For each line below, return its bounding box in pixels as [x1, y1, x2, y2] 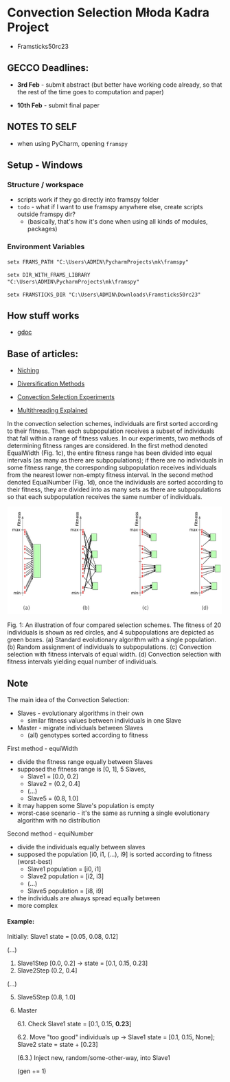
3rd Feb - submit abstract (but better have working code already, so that [16, 81, 222, 89]
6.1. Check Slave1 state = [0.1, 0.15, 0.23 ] [16, 1020, 132, 1028]
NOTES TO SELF [7, 121, 78, 133]
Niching [16, 366, 40, 374]
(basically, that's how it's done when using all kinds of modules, [27, 218, 208, 226]
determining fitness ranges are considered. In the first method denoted [7, 442, 208, 450]
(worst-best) [16, 857, 53, 865]
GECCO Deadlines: [7, 62, 89, 74]
